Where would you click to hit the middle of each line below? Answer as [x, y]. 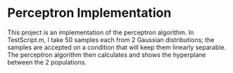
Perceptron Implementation [89, 13]
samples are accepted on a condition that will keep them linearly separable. [117, 47]
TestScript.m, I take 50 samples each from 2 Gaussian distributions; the [111, 39]
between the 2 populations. [47, 62]
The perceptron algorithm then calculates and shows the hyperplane [107, 55]
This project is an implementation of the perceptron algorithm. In [101, 32]
